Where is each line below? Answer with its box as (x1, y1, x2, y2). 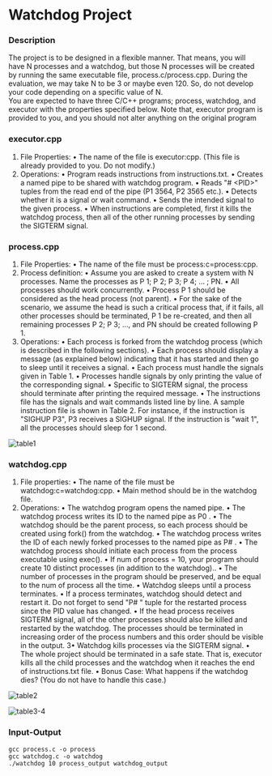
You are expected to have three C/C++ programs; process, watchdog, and (8, 96, 257, 106)
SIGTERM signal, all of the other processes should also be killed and (19, 615, 248, 625)
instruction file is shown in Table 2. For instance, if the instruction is (19, 406, 245, 416)
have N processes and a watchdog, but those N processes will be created (8, 62, 255, 71)
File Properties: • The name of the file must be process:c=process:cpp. (19, 259, 258, 269)
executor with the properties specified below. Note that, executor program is (8, 104, 263, 114)
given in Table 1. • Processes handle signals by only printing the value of (19, 371, 262, 382)
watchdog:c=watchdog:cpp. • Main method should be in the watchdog (19, 486, 257, 496)
